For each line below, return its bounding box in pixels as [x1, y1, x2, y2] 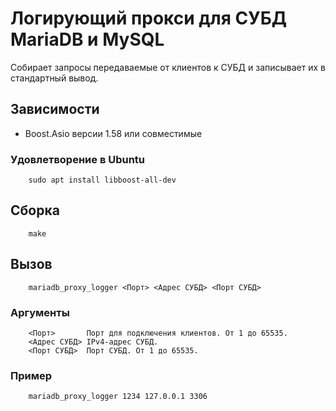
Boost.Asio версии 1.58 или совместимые [24, 127, 203, 139]
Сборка [10, 202, 60, 219]
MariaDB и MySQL [10, 28, 165, 51]
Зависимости [10, 101, 100, 118]
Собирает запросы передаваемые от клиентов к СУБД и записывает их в [10, 61, 326, 73]
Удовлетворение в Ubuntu [10, 152, 146, 166]
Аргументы [10, 305, 70, 319]
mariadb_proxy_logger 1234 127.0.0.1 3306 [28, 392, 208, 402]
